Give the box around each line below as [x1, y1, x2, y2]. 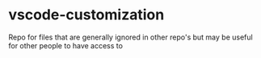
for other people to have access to [8, 40, 124, 50]
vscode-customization [8, 6, 165, 24]
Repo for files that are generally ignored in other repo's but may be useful [8, 32, 253, 42]
